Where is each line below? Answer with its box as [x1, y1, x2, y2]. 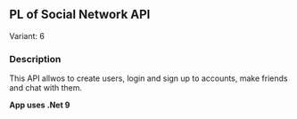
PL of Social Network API [9, 7, 151, 22]
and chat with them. [9, 83, 83, 93]
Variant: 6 [9, 30, 45, 41]
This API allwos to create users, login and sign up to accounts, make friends [9, 73, 288, 83]
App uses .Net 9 [9, 99, 70, 110]
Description [9, 52, 62, 65]
